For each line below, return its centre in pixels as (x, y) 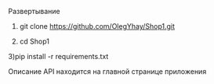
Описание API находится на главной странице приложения (107, 72)
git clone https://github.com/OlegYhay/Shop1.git (97, 26)
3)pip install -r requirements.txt (58, 56)
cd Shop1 (34, 41)
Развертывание (34, 11)
